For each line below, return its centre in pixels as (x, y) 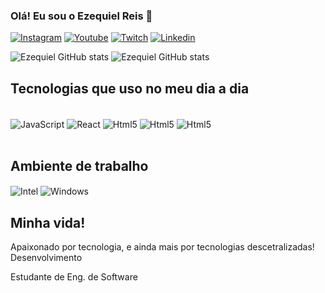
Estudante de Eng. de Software (74, 277)
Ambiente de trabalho (79, 166)
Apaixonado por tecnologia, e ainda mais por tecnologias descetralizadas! (162, 247)
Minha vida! (48, 222)
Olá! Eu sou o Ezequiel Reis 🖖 (81, 16)
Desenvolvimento (46, 258)
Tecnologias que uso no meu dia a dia (130, 88)
